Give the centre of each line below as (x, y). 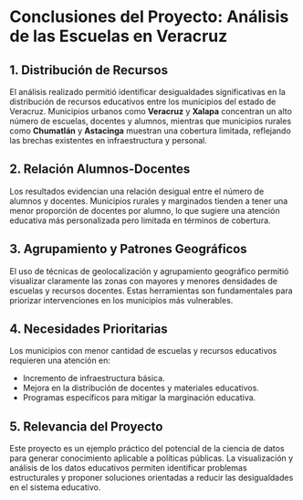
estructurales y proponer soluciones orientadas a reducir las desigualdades (151, 478)
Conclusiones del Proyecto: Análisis (149, 17)
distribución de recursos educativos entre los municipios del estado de (143, 101)
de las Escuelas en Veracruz (119, 36)
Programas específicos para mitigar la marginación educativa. (139, 398)
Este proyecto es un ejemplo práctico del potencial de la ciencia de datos (147, 449)
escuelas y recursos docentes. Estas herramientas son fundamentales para (151, 291)
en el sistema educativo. (55, 487)
